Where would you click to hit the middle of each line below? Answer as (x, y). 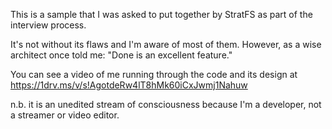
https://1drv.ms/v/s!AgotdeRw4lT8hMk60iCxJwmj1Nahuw (129, 85)
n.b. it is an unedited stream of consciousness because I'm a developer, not (166, 104)
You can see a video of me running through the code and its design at (154, 74)
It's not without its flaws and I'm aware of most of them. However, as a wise (166, 44)
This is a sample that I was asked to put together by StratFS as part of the (161, 14)
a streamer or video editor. (65, 115)
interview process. (48, 25)
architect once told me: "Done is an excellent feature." (121, 55)
